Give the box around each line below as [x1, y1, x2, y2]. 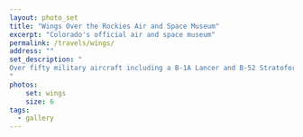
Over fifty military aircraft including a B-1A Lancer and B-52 [9, 64, 256, 73]
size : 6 [25, 96, 54, 106]
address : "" [9, 47, 54, 56]
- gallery [17, 114, 54, 123]
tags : [9, 105, 30, 114]
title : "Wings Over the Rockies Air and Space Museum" [9, 22, 220, 31]
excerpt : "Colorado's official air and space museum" [9, 30, 216, 39]
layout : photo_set [9, 13, 78, 23]
